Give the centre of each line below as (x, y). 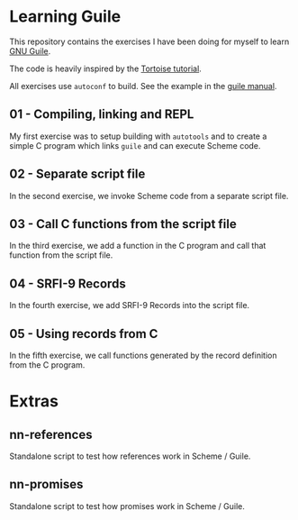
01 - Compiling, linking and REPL (102, 114)
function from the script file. (61, 255)
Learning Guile (65, 17)
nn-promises (46, 484)
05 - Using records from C (84, 334)
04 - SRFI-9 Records (68, 283)
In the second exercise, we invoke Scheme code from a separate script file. (149, 196)
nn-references (51, 434)
